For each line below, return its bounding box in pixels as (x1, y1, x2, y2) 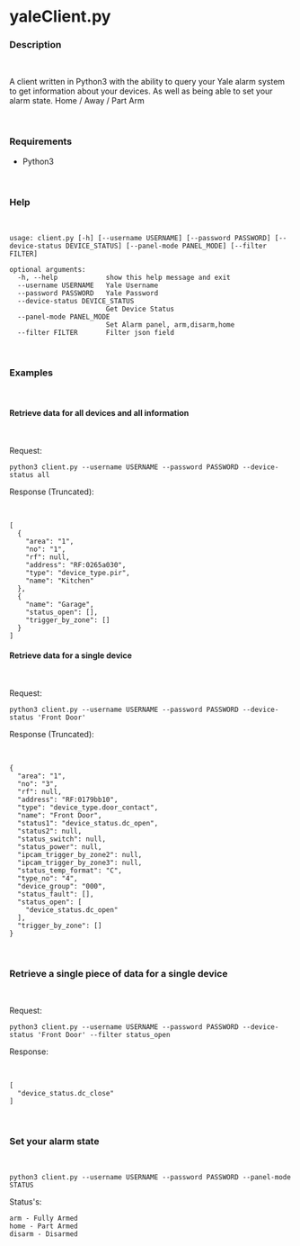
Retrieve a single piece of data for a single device (9, 967, 228, 980)
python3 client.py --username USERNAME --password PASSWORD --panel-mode (9, 1173, 292, 1182)
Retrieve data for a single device (9, 650, 133, 661)
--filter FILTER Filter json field (17, 329, 175, 338)
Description (9, 39, 62, 51)
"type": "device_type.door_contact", (17, 803, 159, 812)
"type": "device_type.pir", (25, 568, 130, 577)
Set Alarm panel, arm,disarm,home (105, 321, 235, 330)
